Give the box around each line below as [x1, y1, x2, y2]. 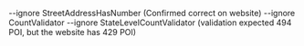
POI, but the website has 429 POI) [8, 27, 137, 37]
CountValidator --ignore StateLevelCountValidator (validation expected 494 [8, 17, 292, 28]
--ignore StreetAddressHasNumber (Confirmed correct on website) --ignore [8, 8, 296, 18]
